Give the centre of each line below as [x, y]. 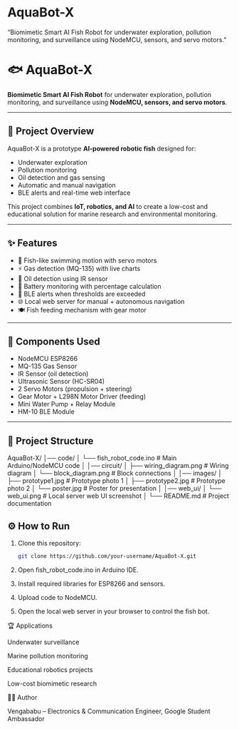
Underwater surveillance [43, 642]
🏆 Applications [30, 626]
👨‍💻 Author [22, 697]
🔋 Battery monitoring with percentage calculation [89, 286]
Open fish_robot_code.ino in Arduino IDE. [78, 570]
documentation [30, 504]
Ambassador [26, 718]
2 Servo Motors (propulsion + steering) [75, 389]
